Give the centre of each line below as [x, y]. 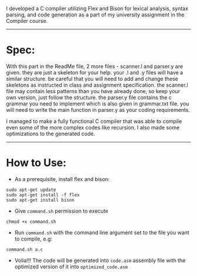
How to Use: [36, 163]
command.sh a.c [25, 249]
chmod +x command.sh [31, 222]
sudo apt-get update [31, 190]
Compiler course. [27, 21]
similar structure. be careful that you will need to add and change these [92, 79]
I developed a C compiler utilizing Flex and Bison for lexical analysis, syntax [97, 8]
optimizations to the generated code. [51, 134]
